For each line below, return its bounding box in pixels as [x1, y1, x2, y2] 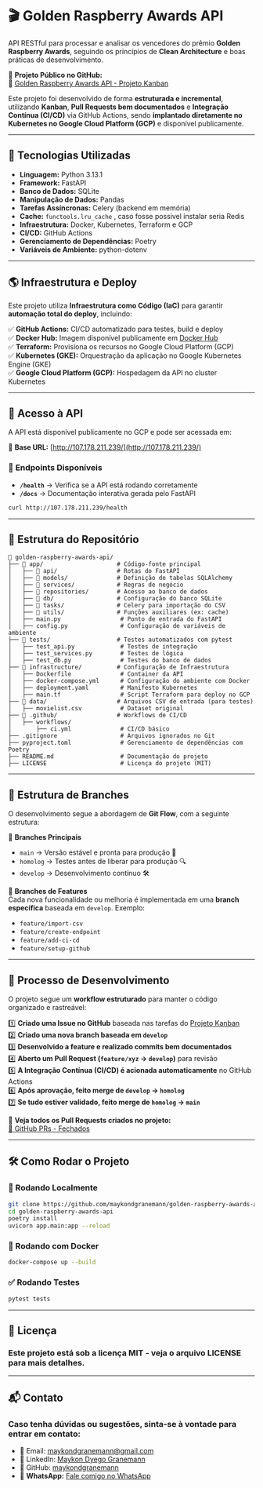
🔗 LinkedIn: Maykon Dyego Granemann [19, 1454, 146, 1464]
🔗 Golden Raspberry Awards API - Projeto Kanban [8, 78, 169, 88]
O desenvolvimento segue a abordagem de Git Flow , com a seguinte [8, 809, 229, 819]
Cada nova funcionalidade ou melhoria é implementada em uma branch [8, 895, 240, 904]
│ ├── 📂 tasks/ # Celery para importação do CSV [8, 602, 225, 610]
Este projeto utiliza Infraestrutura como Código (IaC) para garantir [8, 301, 224, 310]
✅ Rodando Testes [8, 1277, 80, 1288]
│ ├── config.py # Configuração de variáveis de [8, 622, 225, 630]
